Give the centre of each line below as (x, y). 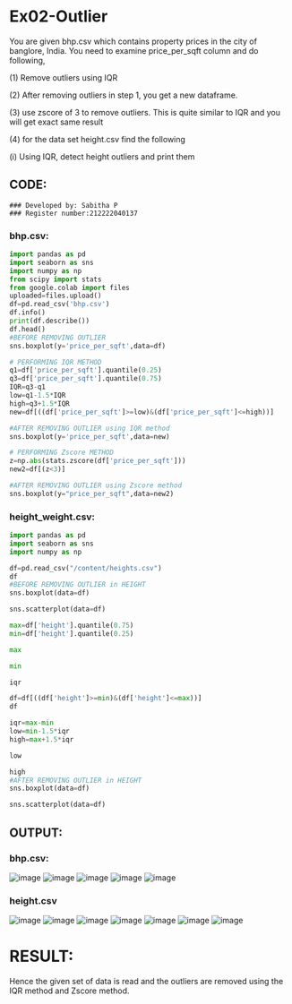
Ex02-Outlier (59, 17)
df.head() (28, 329)
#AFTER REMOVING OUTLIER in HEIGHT (76, 780)
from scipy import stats (56, 279)
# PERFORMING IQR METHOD (56, 362)
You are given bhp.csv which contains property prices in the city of (133, 41)
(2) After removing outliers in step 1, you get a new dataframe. (124, 95)
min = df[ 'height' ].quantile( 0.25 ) (72, 633)
